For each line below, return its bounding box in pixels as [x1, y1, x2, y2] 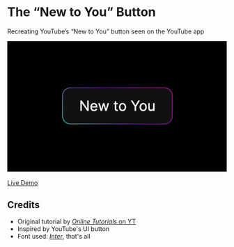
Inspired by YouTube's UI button [17, 225, 110, 233]
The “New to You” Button [7, 4, 156, 20]
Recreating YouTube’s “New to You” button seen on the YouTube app [7, 27, 205, 35]
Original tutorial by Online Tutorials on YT [17, 217, 136, 226]
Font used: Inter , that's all [17, 232, 91, 241]
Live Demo [7, 179, 38, 187]
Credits [7, 199, 40, 211]
